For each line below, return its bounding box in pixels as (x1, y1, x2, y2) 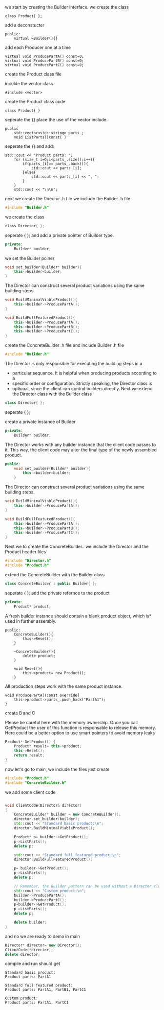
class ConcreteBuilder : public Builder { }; (5, 581, 97, 586)
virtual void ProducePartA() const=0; (5, 54, 84, 59)
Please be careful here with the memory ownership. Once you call (5, 719, 138, 725)
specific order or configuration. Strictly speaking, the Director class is (12, 380, 152, 386)
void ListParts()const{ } (14, 135, 67, 140)
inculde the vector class (5, 81, 53, 86)
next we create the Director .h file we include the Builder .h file (5, 196, 131, 201)
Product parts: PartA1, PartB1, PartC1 (5, 987, 86, 992)
